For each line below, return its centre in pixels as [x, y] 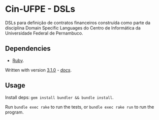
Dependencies [28, 48]
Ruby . [18, 60]
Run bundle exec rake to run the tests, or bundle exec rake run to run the [79, 107]
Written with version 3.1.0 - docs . [38, 70]
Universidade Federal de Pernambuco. [44, 33]
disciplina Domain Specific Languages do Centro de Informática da [73, 28]
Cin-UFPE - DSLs [40, 9]
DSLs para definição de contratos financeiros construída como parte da [78, 23]
